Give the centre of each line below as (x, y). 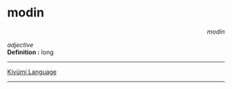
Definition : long (30, 52)
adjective (20, 44)
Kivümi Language (32, 72)
